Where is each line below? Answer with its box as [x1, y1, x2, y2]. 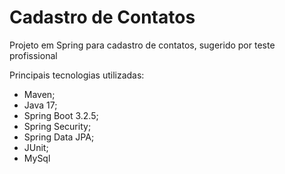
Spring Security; [23, 120, 92, 132]
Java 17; [23, 99, 58, 111]
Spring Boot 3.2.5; [23, 109, 99, 121]
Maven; [23, 88, 56, 100]
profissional [9, 49, 58, 61]
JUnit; [23, 141, 49, 153]
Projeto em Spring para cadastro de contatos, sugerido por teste [9, 39, 276, 51]
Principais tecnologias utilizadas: [9, 69, 145, 81]
